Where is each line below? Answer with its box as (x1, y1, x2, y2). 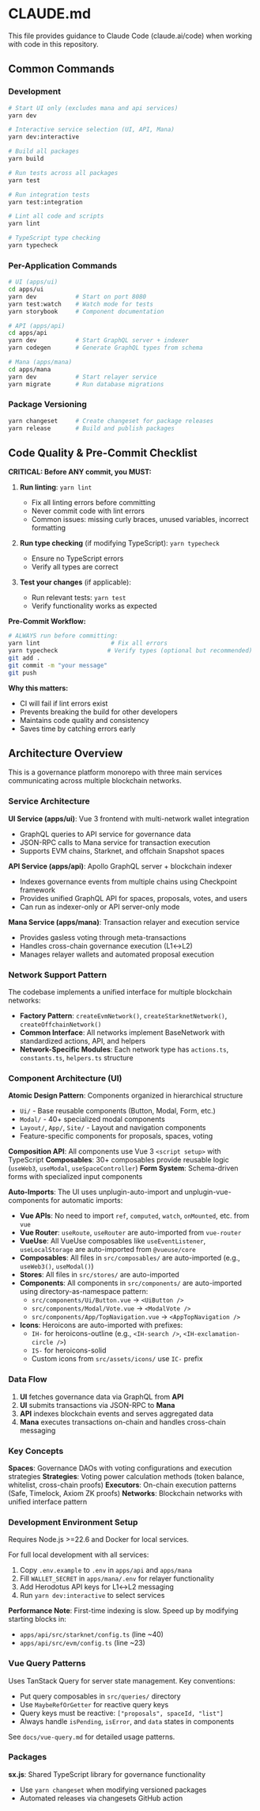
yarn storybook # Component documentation (8, 307, 164, 315)
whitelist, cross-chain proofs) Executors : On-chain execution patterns (8, 1480, 237, 1490)
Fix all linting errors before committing (31, 498, 156, 508)
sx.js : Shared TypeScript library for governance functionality (8, 1769, 206, 1779)
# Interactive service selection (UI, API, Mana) (8, 126, 175, 134)
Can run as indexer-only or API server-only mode (19, 902, 180, 911)
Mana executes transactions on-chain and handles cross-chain (19, 1417, 227, 1426)
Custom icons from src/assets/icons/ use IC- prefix (31, 1354, 203, 1364)
